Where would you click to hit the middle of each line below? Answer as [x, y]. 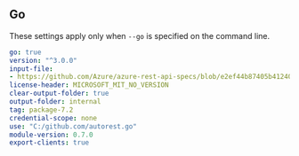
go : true [25, 52]
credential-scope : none [53, 118]
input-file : [31, 69]
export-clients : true [49, 143]
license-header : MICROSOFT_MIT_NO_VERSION [89, 85]
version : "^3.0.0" [43, 60]
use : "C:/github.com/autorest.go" [73, 126]
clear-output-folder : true [59, 94]
